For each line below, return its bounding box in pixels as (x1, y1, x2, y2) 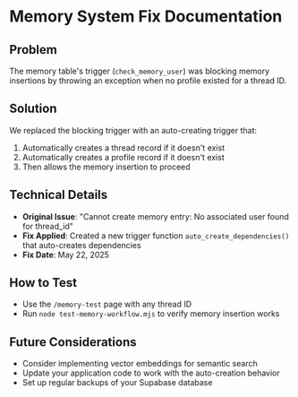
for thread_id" (21, 220, 74, 231)
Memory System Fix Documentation (9, 6, 283, 27)
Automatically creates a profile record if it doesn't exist (21, 151, 226, 162)
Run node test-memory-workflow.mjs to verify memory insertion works (21, 308, 280, 319)
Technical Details (9, 187, 108, 203)
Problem (9, 42, 58, 57)
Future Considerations (9, 334, 137, 350)
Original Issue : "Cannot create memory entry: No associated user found (21, 211, 289, 221)
